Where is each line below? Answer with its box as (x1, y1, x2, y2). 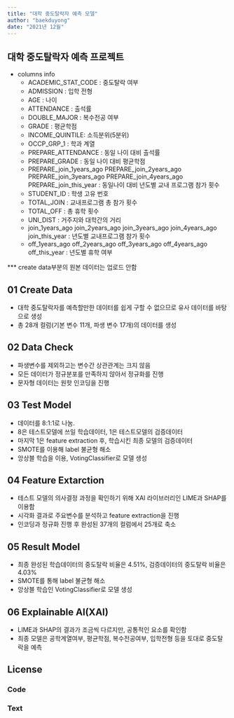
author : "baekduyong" (7, 17, 71, 24)
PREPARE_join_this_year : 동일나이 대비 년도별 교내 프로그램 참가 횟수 (27, 181, 220, 189)
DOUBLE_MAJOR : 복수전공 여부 (27, 113, 119, 122)
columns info (17, 70, 55, 78)
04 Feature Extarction (7, 474, 105, 487)
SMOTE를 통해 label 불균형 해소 (17, 577, 106, 585)
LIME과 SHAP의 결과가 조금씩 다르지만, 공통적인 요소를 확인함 (17, 626, 187, 634)
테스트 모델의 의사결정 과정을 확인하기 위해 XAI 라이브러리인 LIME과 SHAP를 (17, 494, 227, 502)
